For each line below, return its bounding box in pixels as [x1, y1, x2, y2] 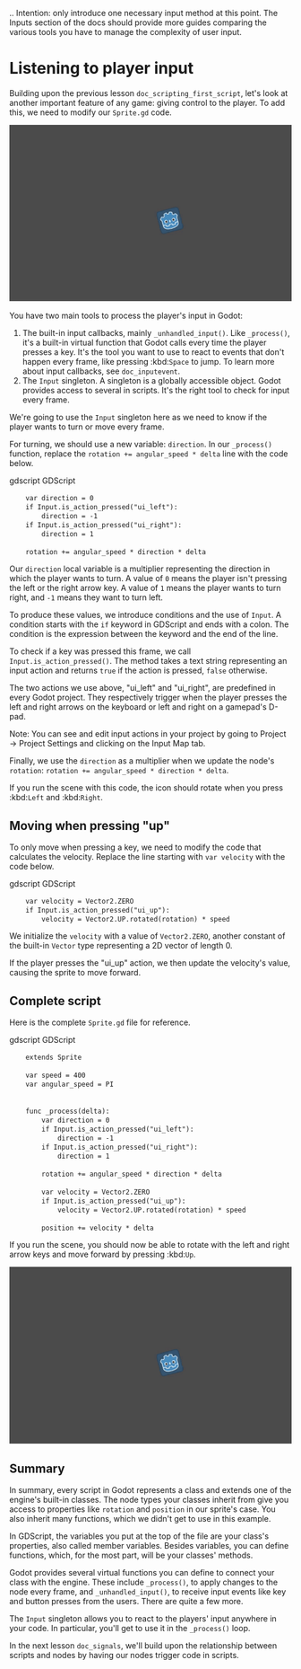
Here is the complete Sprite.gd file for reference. [9, 1017, 191, 1028]
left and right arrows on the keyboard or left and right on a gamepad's [9, 702, 267, 712]
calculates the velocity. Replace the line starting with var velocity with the [9, 852, 286, 862]
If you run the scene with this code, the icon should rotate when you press [9, 782, 284, 793]
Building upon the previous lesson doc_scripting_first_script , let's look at [9, 87, 288, 98]
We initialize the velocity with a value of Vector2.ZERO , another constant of [9, 931, 286, 941]
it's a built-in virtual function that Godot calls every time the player [21, 337, 267, 349]
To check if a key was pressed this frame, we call [9, 646, 191, 657]
